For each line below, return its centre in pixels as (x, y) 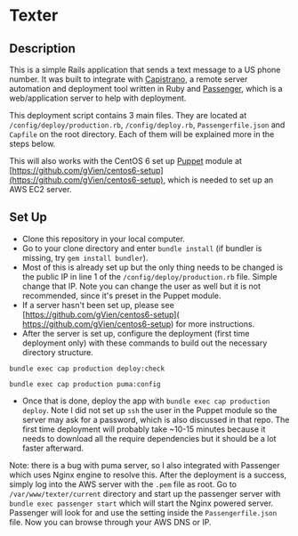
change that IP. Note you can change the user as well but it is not (141, 286)
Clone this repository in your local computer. (103, 239)
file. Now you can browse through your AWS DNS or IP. (110, 522)
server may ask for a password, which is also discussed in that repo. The (156, 419)
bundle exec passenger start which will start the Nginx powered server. (141, 503)
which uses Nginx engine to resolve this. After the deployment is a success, (148, 475)
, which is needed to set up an (218, 180)
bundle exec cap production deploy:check (87, 369)
